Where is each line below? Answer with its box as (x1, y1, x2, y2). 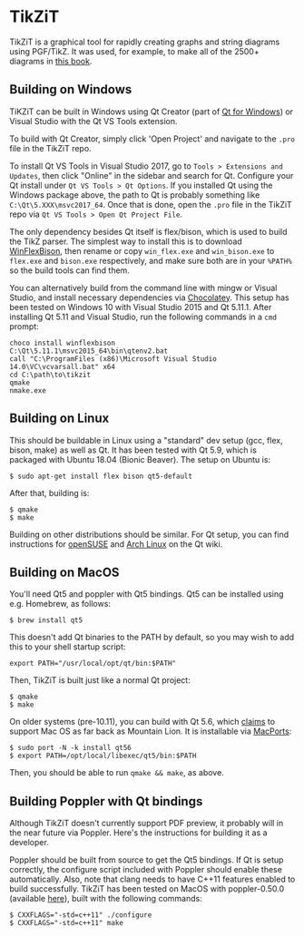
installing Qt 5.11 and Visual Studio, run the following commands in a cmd (9, 311, 277, 322)
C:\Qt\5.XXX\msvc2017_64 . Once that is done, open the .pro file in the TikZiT (9, 199, 292, 210)
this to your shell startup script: (9, 641, 126, 652)
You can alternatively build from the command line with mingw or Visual (9, 282, 278, 293)
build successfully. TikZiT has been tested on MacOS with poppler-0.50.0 (9, 883, 285, 894)
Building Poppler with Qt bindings (9, 794, 203, 809)
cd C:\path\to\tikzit (9, 370, 92, 379)
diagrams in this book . (9, 55, 93, 66)
